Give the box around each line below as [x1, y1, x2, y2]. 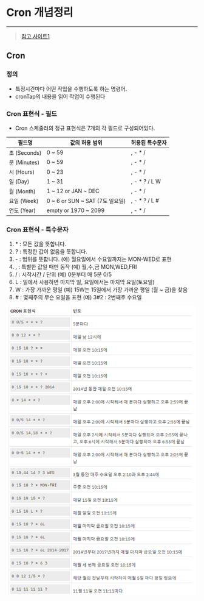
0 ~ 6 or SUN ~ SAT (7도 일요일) [46, 197, 126, 204]
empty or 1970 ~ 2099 [46, 207, 105, 214]
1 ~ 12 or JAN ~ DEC [46, 187, 100, 195]
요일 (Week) [8, 197, 39, 204]
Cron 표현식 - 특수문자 [6, 225, 69, 233]
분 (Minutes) [8, 158, 40, 166]
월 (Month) [8, 187, 36, 195]
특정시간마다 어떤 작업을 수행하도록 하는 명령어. [15, 85, 127, 92]
